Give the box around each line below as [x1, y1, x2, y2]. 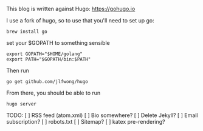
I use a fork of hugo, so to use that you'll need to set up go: [6, 17, 154, 24]
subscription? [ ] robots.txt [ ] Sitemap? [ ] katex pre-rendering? [6, 118, 165, 125]
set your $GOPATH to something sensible [6, 39, 111, 46]
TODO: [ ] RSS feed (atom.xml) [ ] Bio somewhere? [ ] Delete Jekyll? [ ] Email [6, 112, 198, 119]
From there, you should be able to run [6, 89, 101, 96]
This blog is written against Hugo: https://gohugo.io [6, 5, 136, 12]
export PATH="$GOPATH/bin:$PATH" [6, 56, 91, 62]
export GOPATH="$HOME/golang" [6, 51, 83, 57]
